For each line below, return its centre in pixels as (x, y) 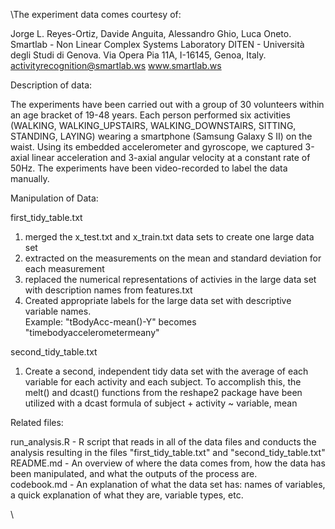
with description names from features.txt (108, 290)
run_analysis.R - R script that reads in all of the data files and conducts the (163, 442)
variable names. (58, 311)
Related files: (37, 422)
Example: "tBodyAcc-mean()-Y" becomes (110, 322)
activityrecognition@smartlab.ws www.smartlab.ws (116, 65)
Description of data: (51, 85)
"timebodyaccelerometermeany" (92, 332)
